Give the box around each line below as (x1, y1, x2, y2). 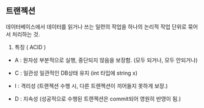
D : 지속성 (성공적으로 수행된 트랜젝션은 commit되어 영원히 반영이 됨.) (14, 95, 181, 102)
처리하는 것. (12, 30, 40, 38)
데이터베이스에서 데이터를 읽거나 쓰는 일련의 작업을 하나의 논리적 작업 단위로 (5, 23, 187, 30)
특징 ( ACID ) (14, 43, 46, 50)
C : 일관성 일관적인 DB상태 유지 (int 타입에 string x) (14, 69, 138, 76)
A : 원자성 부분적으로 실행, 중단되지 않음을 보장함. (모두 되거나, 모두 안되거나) (14, 56, 198, 64)
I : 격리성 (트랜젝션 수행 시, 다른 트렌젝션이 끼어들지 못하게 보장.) (14, 82, 169, 89)
